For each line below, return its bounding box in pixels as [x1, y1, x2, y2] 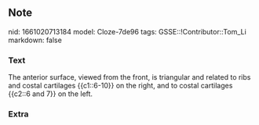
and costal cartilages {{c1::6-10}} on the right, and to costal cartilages [8, 81, 233, 91]
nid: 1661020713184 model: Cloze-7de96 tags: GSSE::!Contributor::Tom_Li [8, 27, 247, 36]
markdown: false [8, 35, 63, 45]
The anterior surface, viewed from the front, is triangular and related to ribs [8, 73, 251, 82]
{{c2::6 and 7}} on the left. [8, 89, 93, 98]
